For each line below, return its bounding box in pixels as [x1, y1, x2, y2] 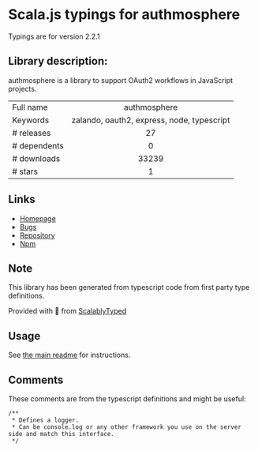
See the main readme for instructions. [8, 350, 131, 360]
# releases [12, 127, 51, 138]
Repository [19, 231, 55, 240]
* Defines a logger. [11, 416, 80, 424]
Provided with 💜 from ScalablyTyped [8, 306, 127, 316]
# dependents [12, 140, 65, 151]
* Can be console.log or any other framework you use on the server [11, 423, 242, 431]
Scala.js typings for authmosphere [8, 6, 241, 24]
